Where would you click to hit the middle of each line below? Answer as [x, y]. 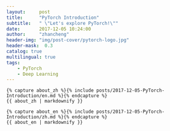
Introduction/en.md [31, 96]
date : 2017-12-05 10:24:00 [49, 29]
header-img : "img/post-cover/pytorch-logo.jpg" [68, 40]
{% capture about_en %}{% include [50, 112]
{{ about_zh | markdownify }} [45, 101]
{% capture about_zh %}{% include [50, 91]
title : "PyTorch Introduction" [53, 18]
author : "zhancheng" [38, 35]
